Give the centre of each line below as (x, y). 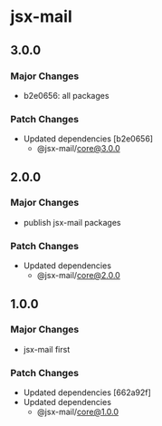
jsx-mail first (47, 349)
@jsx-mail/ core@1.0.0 (78, 412)
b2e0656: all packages (66, 95)
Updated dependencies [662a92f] (87, 392)
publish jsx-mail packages (72, 222)
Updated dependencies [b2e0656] (88, 139)
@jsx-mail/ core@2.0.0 (78, 276)
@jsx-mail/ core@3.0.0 (78, 149)
